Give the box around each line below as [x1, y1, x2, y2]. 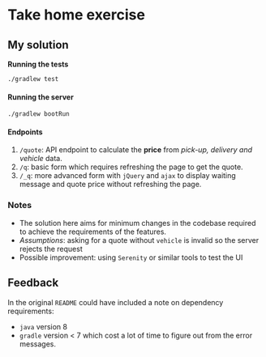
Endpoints [7, 127, 43, 137]
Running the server [7, 91, 74, 102]
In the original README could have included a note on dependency [7, 297, 224, 307]
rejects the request [19, 244, 83, 253]
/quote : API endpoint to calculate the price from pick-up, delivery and [19, 145, 253, 155]
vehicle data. [19, 154, 62, 164]
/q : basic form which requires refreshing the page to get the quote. [19, 162, 244, 172]
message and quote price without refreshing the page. [19, 180, 202, 189]
